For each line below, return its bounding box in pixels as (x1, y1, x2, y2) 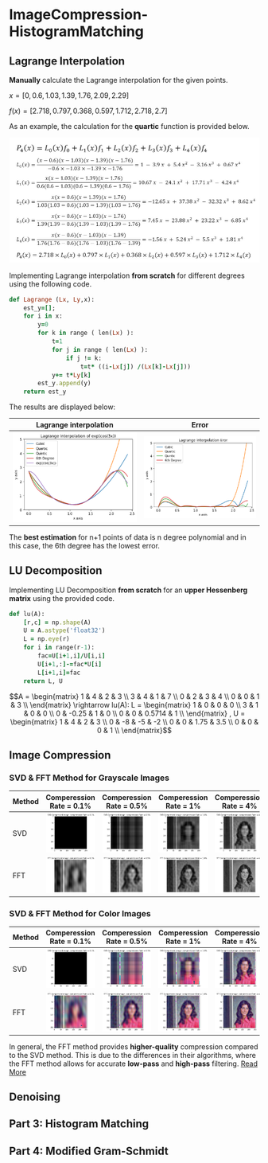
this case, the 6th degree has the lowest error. (9, 541, 160, 550)
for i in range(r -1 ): (23, 643, 95, 652)
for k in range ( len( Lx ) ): (37, 329, 134, 338)
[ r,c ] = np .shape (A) (23, 619, 91, 626)
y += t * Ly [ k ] (51, 371, 91, 379)
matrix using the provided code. (9, 593, 115, 603)
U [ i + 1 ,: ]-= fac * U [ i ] (37, 660, 103, 668)
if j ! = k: (65, 354, 103, 362)
